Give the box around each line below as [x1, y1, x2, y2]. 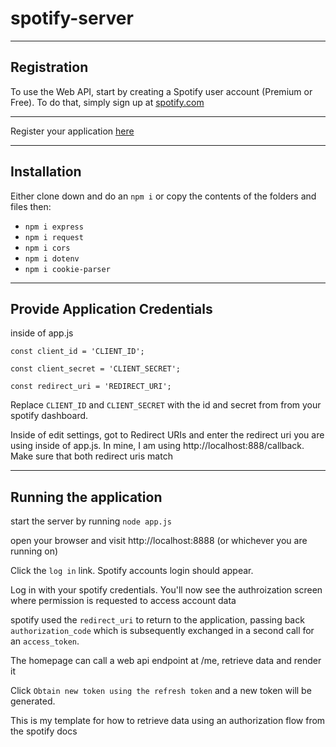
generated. [10, 695, 56, 707]
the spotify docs [10, 725, 78, 737]
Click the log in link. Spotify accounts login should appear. [10, 565, 254, 577]
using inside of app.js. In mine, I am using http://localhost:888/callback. [10, 440, 305, 452]
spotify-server [10, 7, 134, 30]
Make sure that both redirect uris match [10, 450, 173, 462]
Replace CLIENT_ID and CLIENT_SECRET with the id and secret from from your [10, 399, 322, 411]
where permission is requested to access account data [10, 595, 237, 607]
